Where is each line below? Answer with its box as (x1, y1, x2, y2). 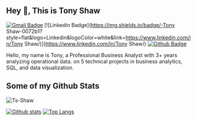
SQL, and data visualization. (6, 64, 74, 71)
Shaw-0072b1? (6, 28, 42, 35)
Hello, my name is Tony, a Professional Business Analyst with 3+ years (6, 51, 178, 59)
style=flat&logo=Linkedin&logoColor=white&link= (6, 33, 126, 41)
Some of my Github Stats (6, 81, 100, 91)
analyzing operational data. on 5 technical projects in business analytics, (6, 58, 183, 65)
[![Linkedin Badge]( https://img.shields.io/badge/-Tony (44, 21, 175, 28)
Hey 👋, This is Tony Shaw (6, 6, 100, 16)
